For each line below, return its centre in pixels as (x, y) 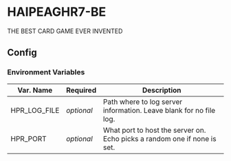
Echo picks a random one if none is (159, 138)
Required (81, 90)
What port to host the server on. (154, 130)
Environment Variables (46, 72)
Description (162, 90)
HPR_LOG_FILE (35, 110)
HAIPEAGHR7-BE (57, 12)
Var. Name (35, 90)
